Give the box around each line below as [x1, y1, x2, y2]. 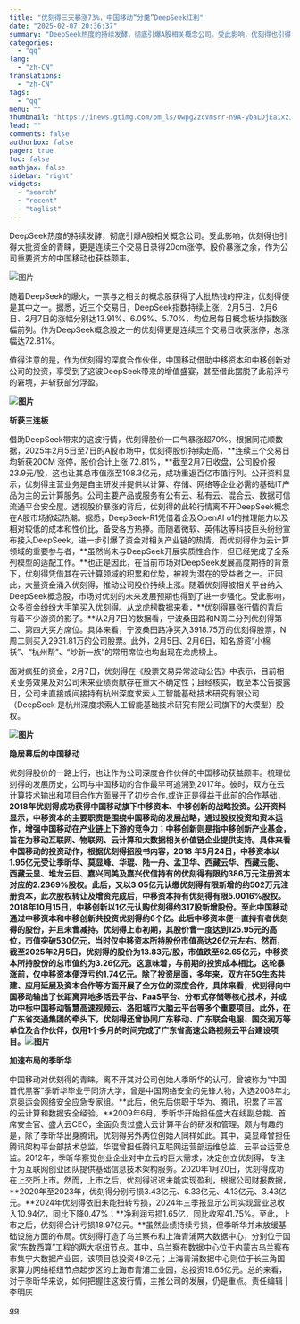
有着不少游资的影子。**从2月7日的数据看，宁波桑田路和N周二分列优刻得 [9, 612, 275, 623]
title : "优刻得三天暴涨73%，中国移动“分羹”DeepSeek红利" [9, 13, 204, 22]
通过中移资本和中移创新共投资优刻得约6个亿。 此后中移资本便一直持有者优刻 [9, 912, 288, 923]
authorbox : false [9, 138, 74, 147]
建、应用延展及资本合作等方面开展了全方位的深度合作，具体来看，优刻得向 [9, 979, 283, 990]
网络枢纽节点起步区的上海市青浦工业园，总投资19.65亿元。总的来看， [32, 1264, 287, 1275]
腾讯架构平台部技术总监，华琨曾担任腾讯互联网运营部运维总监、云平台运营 [9, 1140, 283, 1151]
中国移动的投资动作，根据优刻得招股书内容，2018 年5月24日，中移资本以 [9, 845, 279, 856]
